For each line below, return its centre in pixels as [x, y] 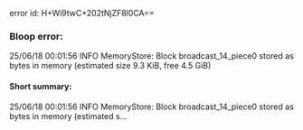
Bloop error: [36, 36]
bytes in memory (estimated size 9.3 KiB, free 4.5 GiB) [110, 66]
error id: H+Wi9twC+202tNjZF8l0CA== [82, 13]
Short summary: [41, 86]
